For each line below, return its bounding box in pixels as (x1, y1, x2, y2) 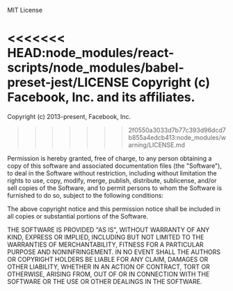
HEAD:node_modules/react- (7, 45, 175, 61)
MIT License (7, 6, 43, 14)
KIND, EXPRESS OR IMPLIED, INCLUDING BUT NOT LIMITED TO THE (7, 233, 204, 241)
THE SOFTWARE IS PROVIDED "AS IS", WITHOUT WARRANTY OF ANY (7, 226, 210, 234)
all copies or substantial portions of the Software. (7, 212, 148, 220)
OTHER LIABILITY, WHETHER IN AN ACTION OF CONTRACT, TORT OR (7, 262, 210, 271)
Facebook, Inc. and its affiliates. (7, 90, 195, 105)
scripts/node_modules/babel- (7, 60, 184, 76)
